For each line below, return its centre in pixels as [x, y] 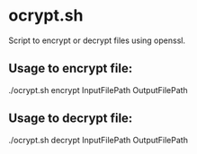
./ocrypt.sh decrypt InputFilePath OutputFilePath [98, 140]
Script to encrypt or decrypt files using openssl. [97, 40]
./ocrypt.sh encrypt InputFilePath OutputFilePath [98, 90]
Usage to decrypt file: [71, 119]
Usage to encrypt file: [71, 68]
